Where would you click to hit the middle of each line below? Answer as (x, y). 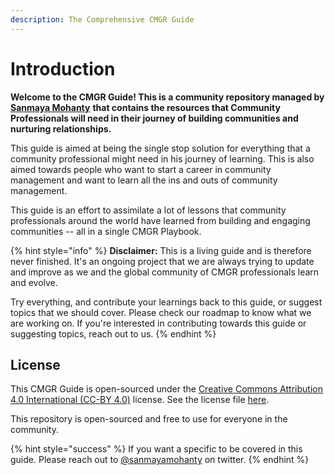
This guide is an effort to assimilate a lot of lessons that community (148, 210)
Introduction (63, 68)
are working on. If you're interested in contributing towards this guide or (158, 323)
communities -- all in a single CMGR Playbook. (106, 231)
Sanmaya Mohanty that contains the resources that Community (145, 107)
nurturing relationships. (61, 128)
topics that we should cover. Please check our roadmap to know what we (161, 312)
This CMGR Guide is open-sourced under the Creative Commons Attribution (166, 389)
